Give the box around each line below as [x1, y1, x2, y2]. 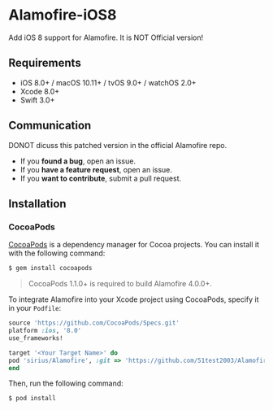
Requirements [8, 56, 81, 70]
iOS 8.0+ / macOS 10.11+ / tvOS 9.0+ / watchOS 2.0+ [19, 77, 197, 87]
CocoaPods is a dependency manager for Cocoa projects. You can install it [8, 240, 260, 250]
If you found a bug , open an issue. [19, 156, 136, 166]
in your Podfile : [8, 303, 62, 313]
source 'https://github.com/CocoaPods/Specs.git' [8, 319, 180, 327]
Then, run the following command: [8, 378, 123, 388]
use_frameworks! [8, 334, 63, 342]
